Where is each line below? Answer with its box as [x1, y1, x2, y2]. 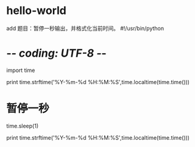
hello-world [6, 4, 67, 18]
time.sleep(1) [6, 122, 39, 129]
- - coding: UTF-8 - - [6, 46, 107, 60]
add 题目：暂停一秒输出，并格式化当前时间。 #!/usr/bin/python [6, 24, 165, 32]
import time [6, 66, 35, 74]
